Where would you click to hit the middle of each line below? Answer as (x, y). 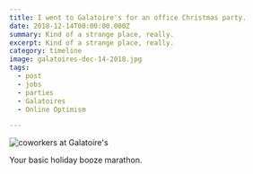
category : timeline (46, 51)
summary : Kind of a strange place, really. (92, 34)
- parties (35, 92)
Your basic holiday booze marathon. (76, 160)
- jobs (30, 84)
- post (30, 76)
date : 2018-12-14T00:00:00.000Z (70, 26)
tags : (19, 68)
